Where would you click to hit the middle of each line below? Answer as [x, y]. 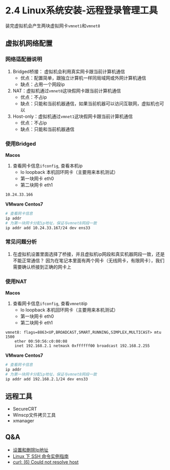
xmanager [23, 421]
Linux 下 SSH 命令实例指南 [41, 456]
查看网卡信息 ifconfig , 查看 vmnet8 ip [50, 303]
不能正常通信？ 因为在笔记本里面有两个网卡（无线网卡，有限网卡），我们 [89, 260]
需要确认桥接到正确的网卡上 [42, 267]
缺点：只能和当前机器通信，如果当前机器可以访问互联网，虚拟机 [88, 104]
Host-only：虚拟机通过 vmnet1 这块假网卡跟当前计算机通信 [73, 116]
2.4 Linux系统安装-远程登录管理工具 [82, 11]
